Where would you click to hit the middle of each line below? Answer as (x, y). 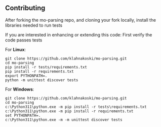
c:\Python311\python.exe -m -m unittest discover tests (64, 120)
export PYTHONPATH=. (26, 76)
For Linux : (16, 49)
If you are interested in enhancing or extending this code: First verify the (79, 34)
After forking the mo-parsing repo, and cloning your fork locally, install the (81, 20)
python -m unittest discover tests (42, 80)
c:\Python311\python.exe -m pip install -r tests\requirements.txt (76, 107)
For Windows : (20, 89)
